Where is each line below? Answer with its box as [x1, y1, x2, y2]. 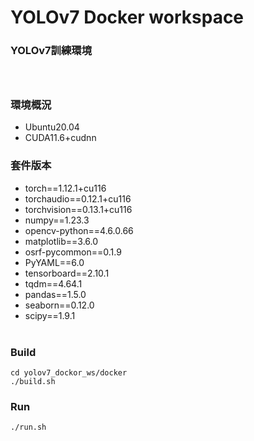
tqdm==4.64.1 [24, 277, 83, 290]
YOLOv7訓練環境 [10, 44, 93, 58]
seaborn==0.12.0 [24, 299, 95, 311]
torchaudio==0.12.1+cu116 [24, 192, 132, 205]
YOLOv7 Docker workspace [10, 6, 245, 29]
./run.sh [10, 422, 47, 433]
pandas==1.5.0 [24, 288, 87, 300]
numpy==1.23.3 [24, 214, 90, 226]
